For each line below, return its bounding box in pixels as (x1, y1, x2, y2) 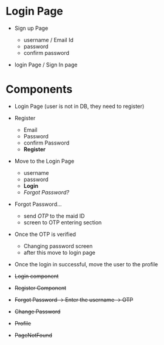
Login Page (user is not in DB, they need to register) (14, 102, 145, 110)
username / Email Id (23, 36, 73, 43)
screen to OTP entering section (23, 218, 102, 226)
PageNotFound (14, 331, 53, 339)
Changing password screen (23, 242, 93, 249)
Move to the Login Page (14, 157, 75, 165)
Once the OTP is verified (14, 230, 77, 238)
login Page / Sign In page (14, 61, 78, 68)
